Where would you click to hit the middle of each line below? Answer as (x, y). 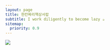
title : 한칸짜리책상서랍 (27, 14)
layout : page (19, 10)
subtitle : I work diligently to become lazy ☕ (55, 19)
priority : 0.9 (24, 28)
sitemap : (14, 24)
